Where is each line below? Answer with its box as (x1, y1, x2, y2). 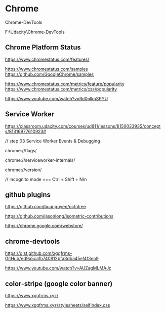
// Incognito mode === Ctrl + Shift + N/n (5, 176, 87, 182)
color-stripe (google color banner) (5, 279, 113, 288)
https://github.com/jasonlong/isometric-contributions (5, 213, 114, 219)
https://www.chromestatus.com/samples (5, 66, 88, 72)
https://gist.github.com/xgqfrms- (5, 250, 73, 256)
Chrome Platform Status (5, 43, 81, 52)
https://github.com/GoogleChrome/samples (5, 71, 94, 77)
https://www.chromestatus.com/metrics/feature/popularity (5, 81, 124, 87)
